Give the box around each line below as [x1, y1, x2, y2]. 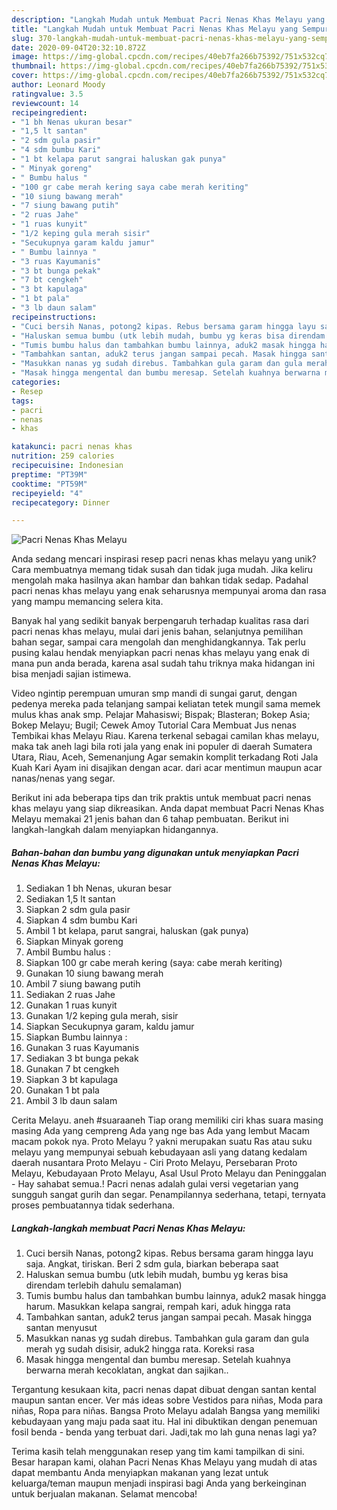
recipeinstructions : [11, 312, 98, 322]
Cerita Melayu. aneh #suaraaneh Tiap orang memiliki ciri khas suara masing [11, 1114, 324, 1126]
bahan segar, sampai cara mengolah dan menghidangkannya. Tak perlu [11, 636, 306, 648]
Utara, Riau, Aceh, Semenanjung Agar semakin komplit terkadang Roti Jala [11, 751, 319, 763]
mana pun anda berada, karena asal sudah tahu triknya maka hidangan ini [11, 657, 316, 670]
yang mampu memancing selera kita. [11, 596, 164, 608]
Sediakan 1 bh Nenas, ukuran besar [25, 882, 172, 895]
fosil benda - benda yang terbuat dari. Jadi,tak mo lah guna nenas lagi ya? [11, 1426, 318, 1438]
